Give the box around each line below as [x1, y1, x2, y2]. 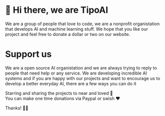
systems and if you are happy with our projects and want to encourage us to [5, 75, 161, 81]
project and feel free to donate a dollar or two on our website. [5, 31, 130, 37]
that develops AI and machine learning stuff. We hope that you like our [5, 26, 148, 32]
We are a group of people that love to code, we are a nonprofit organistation [5, 21, 160, 27]
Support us [5, 49, 52, 60]
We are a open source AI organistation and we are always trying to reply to [5, 65, 157, 71]
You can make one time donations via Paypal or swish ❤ [5, 95, 121, 101]
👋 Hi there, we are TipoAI [5, 4, 109, 16]
